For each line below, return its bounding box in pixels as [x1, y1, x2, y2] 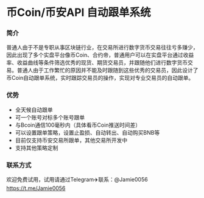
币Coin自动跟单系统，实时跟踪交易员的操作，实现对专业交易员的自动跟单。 [6, 74, 194, 82]
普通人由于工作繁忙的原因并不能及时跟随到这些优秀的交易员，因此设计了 [16, 66, 199, 74]
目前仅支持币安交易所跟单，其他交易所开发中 [15, 136, 128, 144]
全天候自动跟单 [15, 106, 53, 113]
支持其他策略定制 [15, 144, 58, 151]
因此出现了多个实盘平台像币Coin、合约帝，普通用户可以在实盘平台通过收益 [6, 51, 194, 58]
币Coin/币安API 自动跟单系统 [6, 5, 151, 19]
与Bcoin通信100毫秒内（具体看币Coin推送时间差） [15, 121, 141, 129]
